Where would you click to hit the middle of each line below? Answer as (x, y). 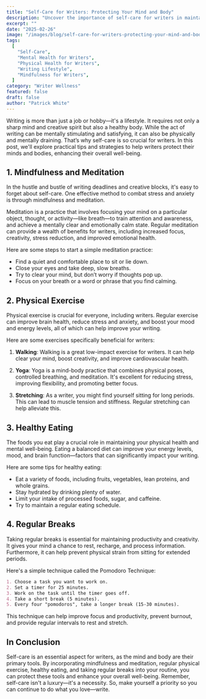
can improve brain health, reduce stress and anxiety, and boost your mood (101, 322)
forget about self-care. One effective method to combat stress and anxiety (101, 194)
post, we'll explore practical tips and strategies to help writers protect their (101, 146)
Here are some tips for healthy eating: (54, 467)
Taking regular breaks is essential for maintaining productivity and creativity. (103, 539)
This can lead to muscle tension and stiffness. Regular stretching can (102, 402)
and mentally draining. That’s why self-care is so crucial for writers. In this (100, 140)
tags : (13, 40)
